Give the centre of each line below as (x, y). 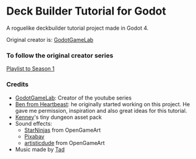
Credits (17, 84)
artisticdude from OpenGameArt (65, 143)
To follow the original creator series (60, 55)
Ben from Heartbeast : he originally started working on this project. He (103, 104)
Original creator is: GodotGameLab (50, 39)
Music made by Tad (40, 149)
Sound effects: (33, 123)
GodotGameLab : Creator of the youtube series (73, 98)
